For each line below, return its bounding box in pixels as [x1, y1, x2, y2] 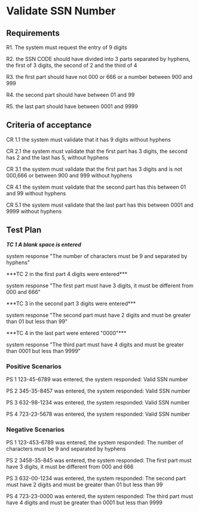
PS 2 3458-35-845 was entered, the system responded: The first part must [6, 457, 192, 464]
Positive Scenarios [6, 362, 62, 370]
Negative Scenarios [6, 425, 65, 434]
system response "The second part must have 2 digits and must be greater [6, 311, 191, 318]
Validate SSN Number [6, 4, 116, 18]
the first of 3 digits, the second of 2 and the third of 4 [6, 62, 137, 69]
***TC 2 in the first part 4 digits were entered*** [6, 270, 127, 277]
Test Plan [6, 225, 42, 235]
